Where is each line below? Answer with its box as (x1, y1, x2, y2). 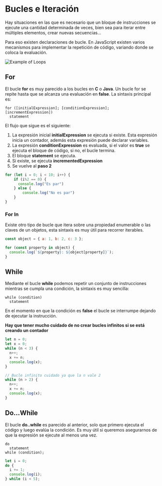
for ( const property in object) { (5, 245, 75, 251)
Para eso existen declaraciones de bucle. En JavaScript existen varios (5, 39, 145, 45)
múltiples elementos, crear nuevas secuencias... (5, 30, 102, 35)
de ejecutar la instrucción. (5, 313, 57, 319)
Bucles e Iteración (5, 3, 79, 15)
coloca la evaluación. (5, 50, 48, 55)
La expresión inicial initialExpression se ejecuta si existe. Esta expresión (12, 132, 158, 138)
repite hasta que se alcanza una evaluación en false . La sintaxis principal (5, 91, 151, 97)
